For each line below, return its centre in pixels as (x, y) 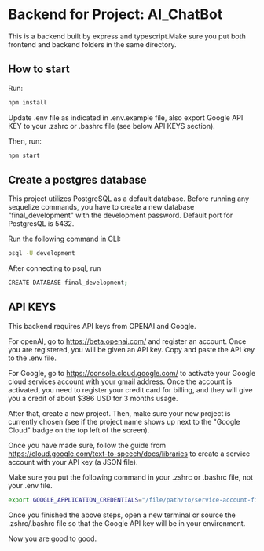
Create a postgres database (77, 179)
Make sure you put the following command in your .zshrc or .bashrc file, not (131, 477)
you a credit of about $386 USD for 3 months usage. (93, 398)
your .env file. (30, 485)
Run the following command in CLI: (65, 239)
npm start (24, 155)
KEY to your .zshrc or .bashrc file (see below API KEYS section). (112, 126)
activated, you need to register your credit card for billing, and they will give (130, 389)
